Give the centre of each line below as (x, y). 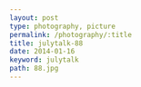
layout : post (34, 18)
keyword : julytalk (44, 60)
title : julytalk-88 (46, 43)
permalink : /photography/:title (70, 34)
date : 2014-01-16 (42, 52)
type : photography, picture (63, 26)
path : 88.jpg (34, 69)
